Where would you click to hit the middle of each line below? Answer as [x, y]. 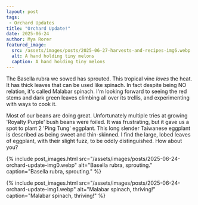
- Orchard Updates [32, 23]
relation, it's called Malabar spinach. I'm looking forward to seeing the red [97, 91]
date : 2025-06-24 [28, 34]
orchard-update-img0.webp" [42, 165]
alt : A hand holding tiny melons [53, 56]
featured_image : [26, 45]
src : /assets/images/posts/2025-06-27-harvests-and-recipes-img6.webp [101, 51]
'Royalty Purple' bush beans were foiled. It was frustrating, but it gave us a [98, 122]
